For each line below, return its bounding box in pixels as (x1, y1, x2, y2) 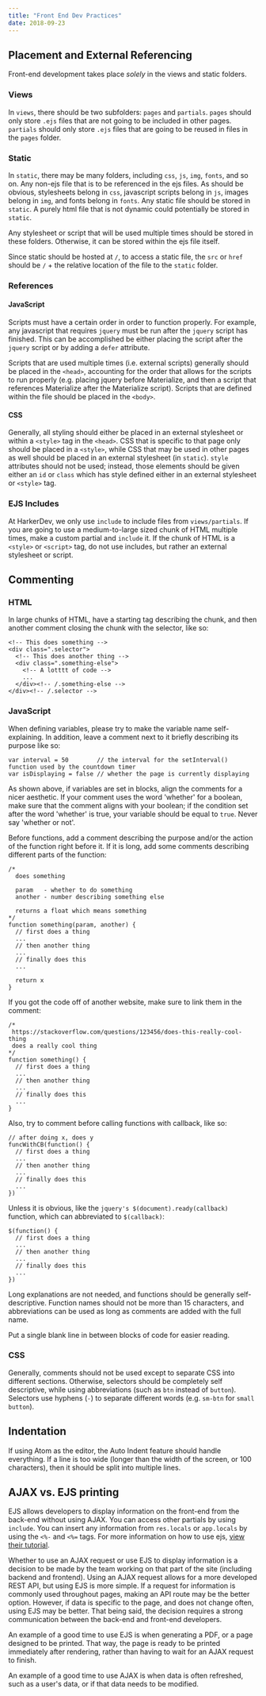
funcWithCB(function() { (8, 1140, 90, 1148)
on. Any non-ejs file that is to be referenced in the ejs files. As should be (8, 179, 244, 188)
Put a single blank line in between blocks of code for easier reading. (8, 1330, 230, 1339)
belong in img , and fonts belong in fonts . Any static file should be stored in (8, 195, 251, 205)
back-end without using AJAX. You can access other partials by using (8, 1515, 236, 1524)
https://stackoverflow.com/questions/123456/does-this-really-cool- (11, 1027, 243, 1036)
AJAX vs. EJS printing (8, 1486, 120, 1499)
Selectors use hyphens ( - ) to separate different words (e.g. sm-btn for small (8, 1393, 255, 1402)
